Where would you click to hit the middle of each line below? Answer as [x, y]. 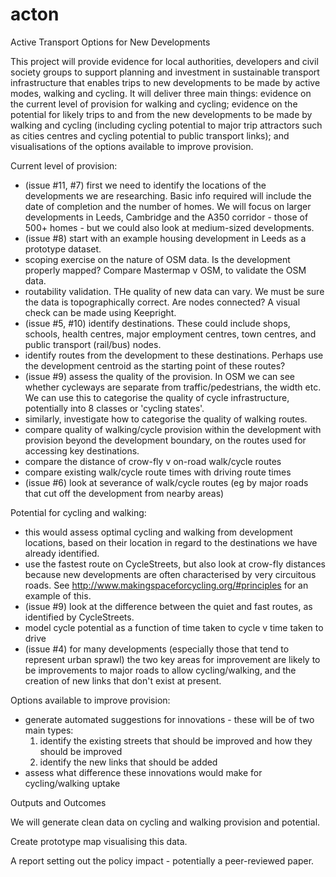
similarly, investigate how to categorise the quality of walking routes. [166, 419]
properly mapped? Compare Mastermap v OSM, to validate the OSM [165, 270]
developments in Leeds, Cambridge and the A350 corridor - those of [166, 217]
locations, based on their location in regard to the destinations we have [171, 542]
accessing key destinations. [82, 450]
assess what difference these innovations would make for [143, 772]
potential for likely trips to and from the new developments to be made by [161, 114]
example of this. [58, 595]
